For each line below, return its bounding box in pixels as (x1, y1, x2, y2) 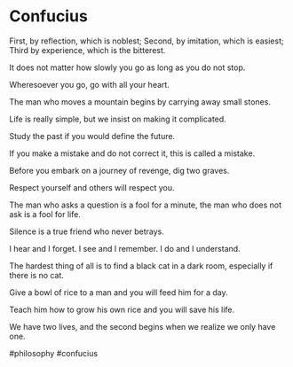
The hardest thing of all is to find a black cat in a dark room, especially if (9, 260, 273, 271)
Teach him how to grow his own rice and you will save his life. (9, 304, 235, 315)
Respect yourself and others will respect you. (9, 182, 175, 192)
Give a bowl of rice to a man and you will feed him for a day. (9, 286, 228, 298)
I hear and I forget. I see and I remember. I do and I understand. (9, 243, 242, 254)
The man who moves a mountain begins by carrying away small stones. (9, 96, 271, 107)
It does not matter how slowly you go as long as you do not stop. (9, 62, 246, 73)
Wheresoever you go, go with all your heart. (9, 79, 170, 90)
